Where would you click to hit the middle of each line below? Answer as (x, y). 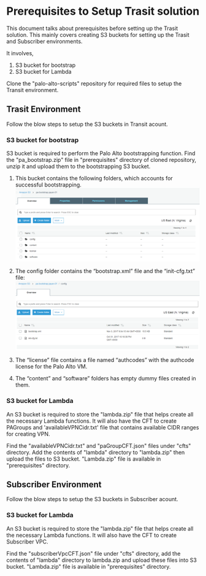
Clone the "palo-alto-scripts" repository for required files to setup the (94, 83)
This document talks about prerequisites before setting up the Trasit (92, 28)
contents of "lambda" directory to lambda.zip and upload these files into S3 (102, 560)
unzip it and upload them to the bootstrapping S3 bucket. (78, 166)
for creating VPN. (28, 434)
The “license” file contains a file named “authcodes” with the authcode (105, 360)
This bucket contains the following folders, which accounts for (94, 179)
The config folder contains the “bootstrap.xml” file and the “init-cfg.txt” (105, 271)
